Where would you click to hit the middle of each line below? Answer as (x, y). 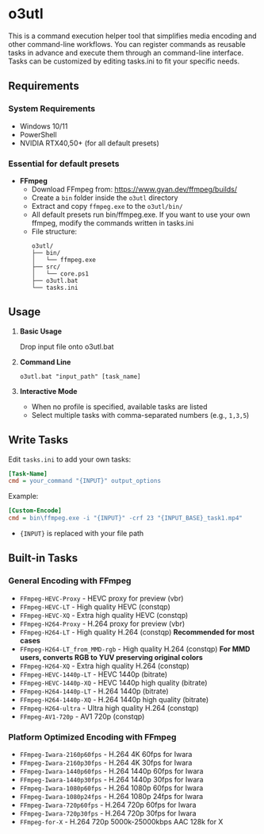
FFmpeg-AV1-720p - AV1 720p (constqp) (82, 716)
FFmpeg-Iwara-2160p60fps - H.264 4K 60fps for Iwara (106, 755)
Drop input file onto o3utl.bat (67, 346)
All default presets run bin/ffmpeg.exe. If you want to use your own (141, 214)
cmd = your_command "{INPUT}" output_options (84, 481)
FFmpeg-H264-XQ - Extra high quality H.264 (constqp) (105, 666)
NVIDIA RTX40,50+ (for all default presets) (90, 143)
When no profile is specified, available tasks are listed (119, 407)
